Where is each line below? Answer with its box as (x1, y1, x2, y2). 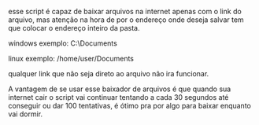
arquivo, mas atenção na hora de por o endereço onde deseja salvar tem (8, 15, 244, 24)
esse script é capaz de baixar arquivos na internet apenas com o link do (8, 7, 242, 16)
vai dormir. (8, 109, 43, 119)
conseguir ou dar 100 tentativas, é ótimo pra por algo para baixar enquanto (8, 101, 252, 110)
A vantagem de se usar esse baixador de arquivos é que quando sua (8, 84, 231, 94)
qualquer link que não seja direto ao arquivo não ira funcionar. (8, 69, 209, 78)
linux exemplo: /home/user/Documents (8, 54, 135, 63)
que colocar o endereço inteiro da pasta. (8, 24, 140, 32)
